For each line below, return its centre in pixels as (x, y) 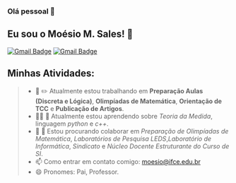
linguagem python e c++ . (72, 124)
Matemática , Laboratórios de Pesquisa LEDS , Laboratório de (123, 138)
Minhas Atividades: (51, 73)
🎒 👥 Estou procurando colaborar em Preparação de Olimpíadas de (132, 131)
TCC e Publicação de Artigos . (79, 108)
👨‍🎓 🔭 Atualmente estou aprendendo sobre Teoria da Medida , (124, 116)
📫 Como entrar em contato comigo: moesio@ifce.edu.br (118, 161)
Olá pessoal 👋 (31, 11)
